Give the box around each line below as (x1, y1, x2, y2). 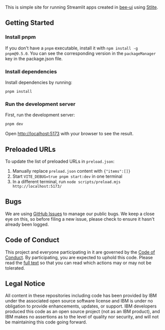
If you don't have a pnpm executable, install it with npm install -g (5, 45, 138, 51)
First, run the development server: (5, 112, 75, 118)
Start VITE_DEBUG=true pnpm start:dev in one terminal (12, 173, 123, 179)
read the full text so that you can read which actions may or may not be (5, 260, 152, 266)
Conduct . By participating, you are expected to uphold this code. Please (5, 254, 153, 260)
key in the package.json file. (5, 55, 63, 61)
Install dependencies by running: (5, 79, 72, 85)
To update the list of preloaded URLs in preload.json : (5, 158, 115, 164)
